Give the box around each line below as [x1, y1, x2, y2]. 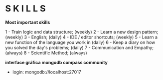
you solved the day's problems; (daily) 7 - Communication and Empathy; [5, 44, 154, 50]
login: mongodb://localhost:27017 [12, 69, 81, 75]
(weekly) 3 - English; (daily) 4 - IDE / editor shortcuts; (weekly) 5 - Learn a [5, 34, 158, 40]
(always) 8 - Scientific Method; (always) [5, 50, 87, 56]
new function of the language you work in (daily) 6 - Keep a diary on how [5, 39, 156, 45]
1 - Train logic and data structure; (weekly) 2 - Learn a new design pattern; [5, 29, 159, 35]
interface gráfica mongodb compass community [5, 59, 108, 65]
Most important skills [5, 19, 50, 25]
